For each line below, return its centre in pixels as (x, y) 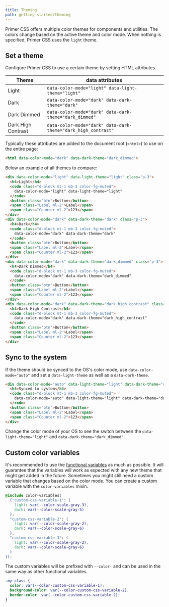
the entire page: (22, 149)
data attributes (104, 80)
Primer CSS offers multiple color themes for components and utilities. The (82, 29)
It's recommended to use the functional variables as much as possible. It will (84, 465)
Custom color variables (43, 453)
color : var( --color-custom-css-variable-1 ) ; (57, 586)
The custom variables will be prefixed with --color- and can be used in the (83, 566)
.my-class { (18, 581)
